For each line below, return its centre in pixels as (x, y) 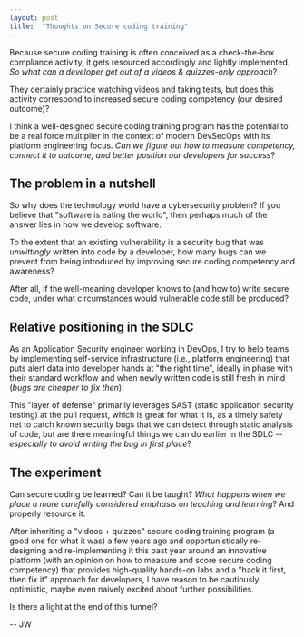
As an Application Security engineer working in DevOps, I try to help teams (149, 349)
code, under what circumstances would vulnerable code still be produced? (149, 299)
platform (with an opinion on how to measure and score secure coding (141, 560)
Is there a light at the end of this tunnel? (83, 606)
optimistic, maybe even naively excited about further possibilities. (132, 589)
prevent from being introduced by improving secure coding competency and (152, 262)
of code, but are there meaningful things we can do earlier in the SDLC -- (146, 434)
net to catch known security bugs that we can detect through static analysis (151, 424)
